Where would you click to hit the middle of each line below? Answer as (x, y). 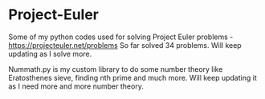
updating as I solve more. (50, 53)
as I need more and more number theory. (76, 86)
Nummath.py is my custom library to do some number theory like (116, 69)
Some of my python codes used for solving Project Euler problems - (121, 37)
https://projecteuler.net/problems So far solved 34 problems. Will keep (125, 45)
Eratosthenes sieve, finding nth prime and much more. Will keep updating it (132, 77)
